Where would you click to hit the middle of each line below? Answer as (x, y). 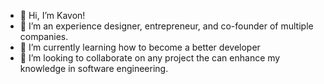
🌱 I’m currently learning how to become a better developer (140, 47)
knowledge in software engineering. (94, 68)
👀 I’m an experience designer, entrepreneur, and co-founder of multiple (166, 26)
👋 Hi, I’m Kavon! (52, 15)
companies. (44, 36)
